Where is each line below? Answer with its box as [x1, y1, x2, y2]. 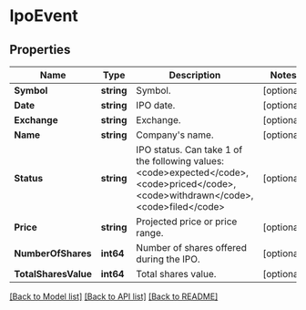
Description [168, 69, 221, 81]
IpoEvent [9, 5, 79, 26]
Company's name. [136, 129, 214, 141]
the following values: [136, 155, 225, 167]
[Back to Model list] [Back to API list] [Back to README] [9, 291, 219, 302]
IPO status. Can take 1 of [136, 143, 243, 156]
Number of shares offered [136, 242, 248, 253]
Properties [9, 42, 71, 57]
